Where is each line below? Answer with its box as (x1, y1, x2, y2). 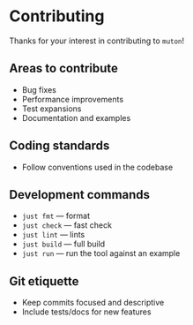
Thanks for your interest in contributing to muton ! (9, 35, 185, 46)
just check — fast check (21, 220, 113, 231)
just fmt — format (21, 210, 91, 222)
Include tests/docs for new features (21, 306, 152, 317)
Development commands (9, 187, 151, 202)
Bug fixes (21, 84, 57, 94)
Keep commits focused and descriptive (21, 298, 165, 308)
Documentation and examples (21, 112, 131, 123)
